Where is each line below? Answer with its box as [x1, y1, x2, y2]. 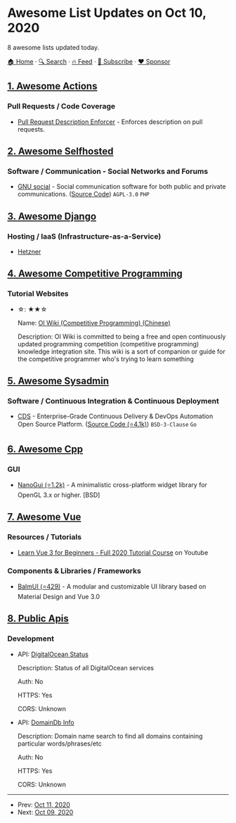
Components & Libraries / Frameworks [7, 565, 142, 575]
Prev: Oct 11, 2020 [17, 800, 70, 809]
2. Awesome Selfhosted [7, 146, 114, 158]
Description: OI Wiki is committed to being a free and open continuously [17, 332, 226, 341]
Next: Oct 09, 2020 [17, 808, 74, 816]
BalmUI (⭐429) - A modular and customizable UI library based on [17, 582, 206, 591]
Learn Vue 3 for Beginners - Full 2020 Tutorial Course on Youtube [17, 548, 209, 557]
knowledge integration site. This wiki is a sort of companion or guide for [17, 347, 226, 356]
